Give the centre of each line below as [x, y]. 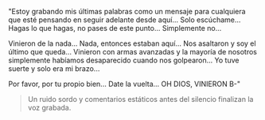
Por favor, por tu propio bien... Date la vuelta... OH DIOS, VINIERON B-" [125, 84]
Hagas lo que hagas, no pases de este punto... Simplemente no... [115, 28]
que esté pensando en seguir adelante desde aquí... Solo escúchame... [125, 20]
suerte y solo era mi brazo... [54, 69]
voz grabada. [49, 107]
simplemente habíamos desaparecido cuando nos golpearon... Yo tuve [124, 60]
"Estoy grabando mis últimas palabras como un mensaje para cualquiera [127, 11]
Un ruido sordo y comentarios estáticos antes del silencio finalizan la [140, 99]
